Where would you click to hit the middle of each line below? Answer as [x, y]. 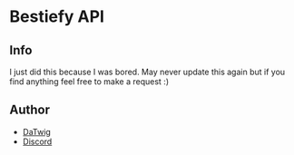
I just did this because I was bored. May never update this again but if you [147, 72]
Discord [37, 141]
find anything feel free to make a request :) [89, 82]
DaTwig [37, 131]
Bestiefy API [57, 17]
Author [29, 110]
